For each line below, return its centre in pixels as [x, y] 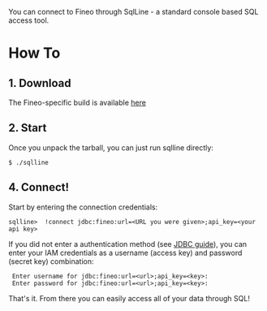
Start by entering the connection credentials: [83, 207]
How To [34, 53]
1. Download [40, 83]
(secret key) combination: [51, 261]
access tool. [29, 20]
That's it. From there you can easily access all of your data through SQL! [129, 298]
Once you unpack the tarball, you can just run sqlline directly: [111, 147]
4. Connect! [39, 187]
